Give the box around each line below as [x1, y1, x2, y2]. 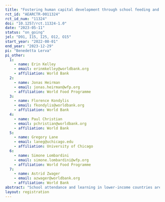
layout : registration [5, 189, 50, 194]
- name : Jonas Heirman [14, 80, 60, 85]
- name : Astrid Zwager [14, 171, 60, 177]
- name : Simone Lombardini [14, 153, 69, 158]
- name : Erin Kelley [14, 62, 56, 67]
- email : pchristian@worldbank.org [14, 121, 87, 126]
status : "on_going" [5, 30, 45, 35]
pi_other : [5, 52, 26, 58]
